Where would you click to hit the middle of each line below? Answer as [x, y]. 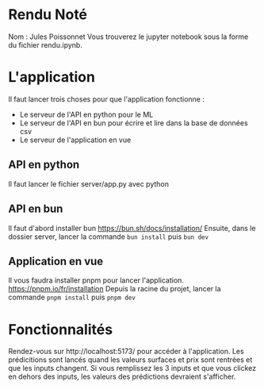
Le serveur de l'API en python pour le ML [86, 114]
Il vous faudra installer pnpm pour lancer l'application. [96, 280]
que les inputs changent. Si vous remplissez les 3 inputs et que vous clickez [132, 368]
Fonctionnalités [61, 329]
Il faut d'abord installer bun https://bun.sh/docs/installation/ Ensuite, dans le [132, 228]
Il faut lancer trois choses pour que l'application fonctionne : [106, 99]
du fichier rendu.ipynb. [46, 44]
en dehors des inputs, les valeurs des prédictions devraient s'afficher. [122, 377]
